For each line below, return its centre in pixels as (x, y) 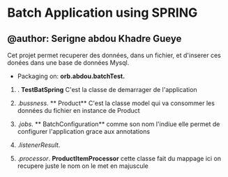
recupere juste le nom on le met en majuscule (83, 166)
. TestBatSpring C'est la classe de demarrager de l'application (107, 90)
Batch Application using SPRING (102, 13)
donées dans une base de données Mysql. (68, 63)
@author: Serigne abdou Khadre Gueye (94, 39)
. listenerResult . (39, 145)
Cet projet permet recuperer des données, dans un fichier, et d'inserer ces (114, 55)
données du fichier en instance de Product (79, 110)
